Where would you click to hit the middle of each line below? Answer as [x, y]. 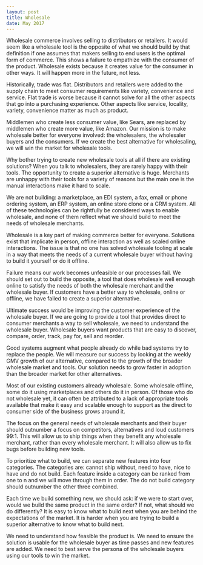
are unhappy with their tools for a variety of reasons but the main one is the [100, 179]
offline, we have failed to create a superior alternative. [74, 299]
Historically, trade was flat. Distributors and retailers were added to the [95, 85]
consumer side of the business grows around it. [66, 412]
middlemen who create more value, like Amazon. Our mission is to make [96, 129]
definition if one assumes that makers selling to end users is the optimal [96, 54]
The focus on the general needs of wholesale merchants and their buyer [96, 423]
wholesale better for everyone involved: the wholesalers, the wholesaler [96, 135]
